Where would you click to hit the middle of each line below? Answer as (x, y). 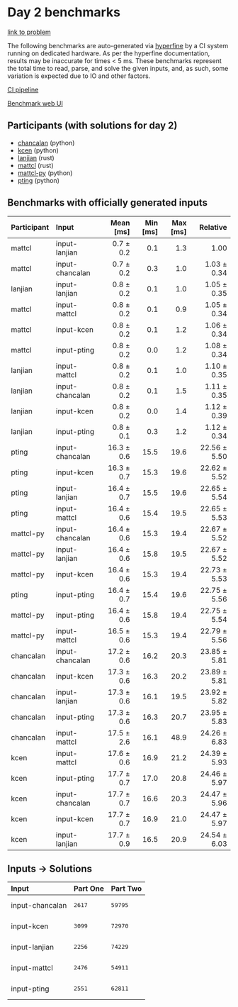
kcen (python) (38, 150)
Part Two (126, 889)
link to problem (29, 32)
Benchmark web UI (35, 103)
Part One (89, 889)
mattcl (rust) (36, 165)
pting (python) (39, 180)
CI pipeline (23, 89)
